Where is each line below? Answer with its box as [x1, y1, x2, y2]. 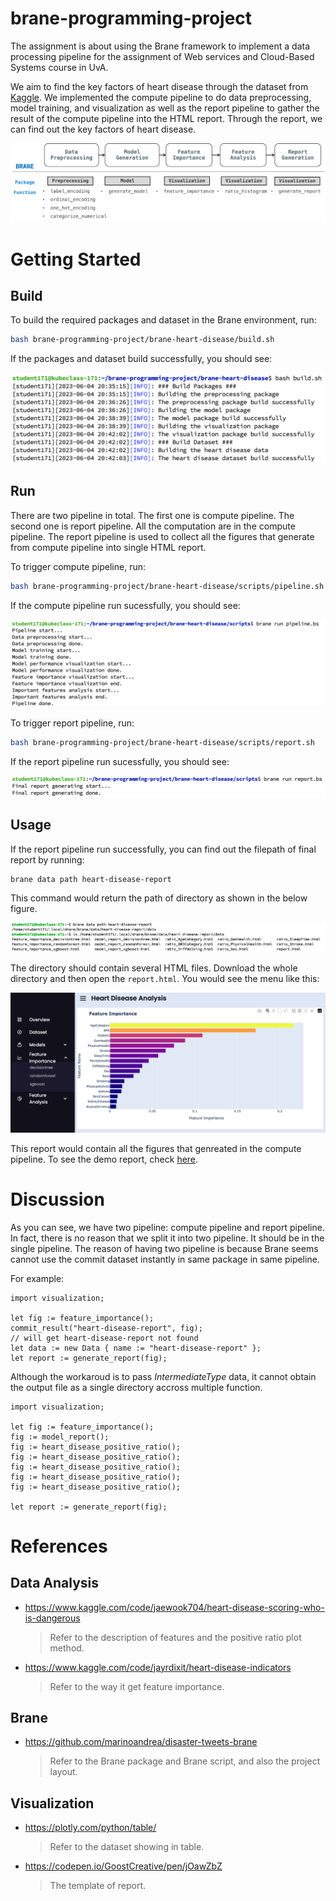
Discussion [10, 1188, 105, 1211]
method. [49, 1642, 85, 1654]
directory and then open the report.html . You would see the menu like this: [10, 973, 320, 985]
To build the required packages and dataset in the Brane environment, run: [10, 314, 317, 326]
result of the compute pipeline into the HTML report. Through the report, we [10, 112, 323, 124]
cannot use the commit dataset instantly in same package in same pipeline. [10, 1253, 320, 1265]
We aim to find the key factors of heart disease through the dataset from [10, 80, 309, 92]
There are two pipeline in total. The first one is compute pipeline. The [10, 509, 295, 521]
